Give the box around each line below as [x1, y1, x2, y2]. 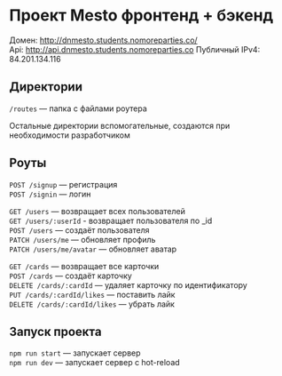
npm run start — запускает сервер [9, 348, 141, 358]
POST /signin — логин [9, 188, 91, 199]
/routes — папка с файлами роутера [9, 103, 148, 114]
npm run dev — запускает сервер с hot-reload [9, 357, 180, 368]
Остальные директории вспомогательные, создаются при [9, 120, 231, 131]
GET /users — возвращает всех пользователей [9, 205, 186, 216]
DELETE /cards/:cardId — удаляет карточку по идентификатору [9, 279, 248, 290]
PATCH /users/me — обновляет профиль [9, 234, 156, 244]
